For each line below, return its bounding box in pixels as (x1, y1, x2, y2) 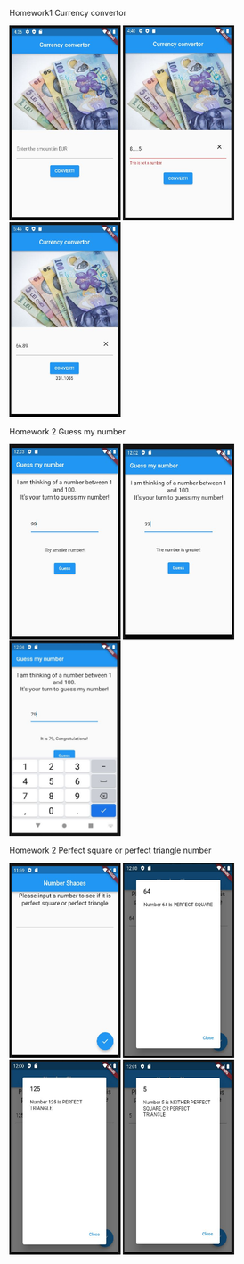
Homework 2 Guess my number (9, 426, 126, 436)
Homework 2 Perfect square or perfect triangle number (9, 845, 212, 855)
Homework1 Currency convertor (9, 8, 127, 18)
